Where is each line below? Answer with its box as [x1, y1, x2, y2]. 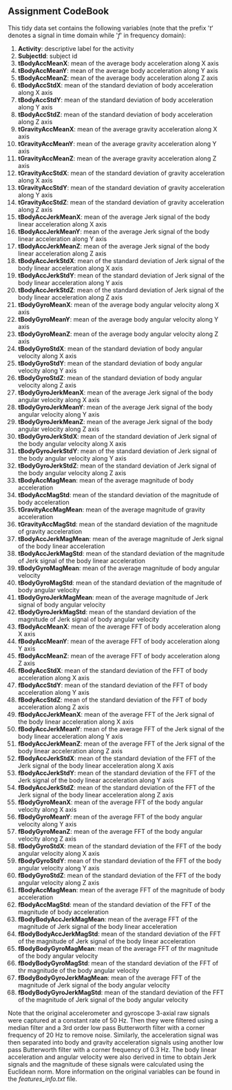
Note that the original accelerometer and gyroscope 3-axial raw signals [8, 1009, 210, 1017]
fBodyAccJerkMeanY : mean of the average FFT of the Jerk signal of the [17, 724, 224, 733]
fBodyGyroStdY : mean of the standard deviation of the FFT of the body [17, 857, 222, 865]
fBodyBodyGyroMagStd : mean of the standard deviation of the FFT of [17, 958, 219, 967]
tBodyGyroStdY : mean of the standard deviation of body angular [17, 359, 203, 367]
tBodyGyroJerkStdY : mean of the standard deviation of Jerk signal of [17, 447, 218, 455]
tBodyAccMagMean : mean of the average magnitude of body [17, 476, 194, 484]
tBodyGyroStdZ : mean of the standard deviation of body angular [17, 373, 202, 381]
